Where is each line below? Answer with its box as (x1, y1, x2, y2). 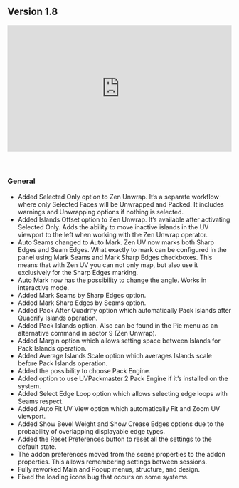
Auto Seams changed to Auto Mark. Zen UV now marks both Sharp (17, 238, 215, 246)
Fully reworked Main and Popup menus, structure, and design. (17, 464, 201, 473)
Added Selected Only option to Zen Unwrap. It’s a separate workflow (17, 192, 219, 201)
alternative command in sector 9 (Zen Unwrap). (17, 328, 157, 337)
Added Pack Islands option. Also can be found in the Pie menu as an (17, 321, 218, 330)
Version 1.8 (7, 6, 58, 18)
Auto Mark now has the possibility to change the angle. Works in (17, 276, 207, 284)
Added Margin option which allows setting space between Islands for (17, 336, 221, 345)
